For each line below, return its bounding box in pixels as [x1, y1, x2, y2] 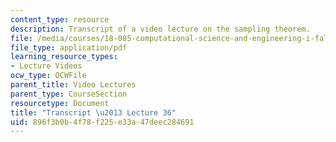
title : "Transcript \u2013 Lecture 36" [10, 107, 177, 118]
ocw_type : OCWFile [10, 71, 87, 81]
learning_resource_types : [10, 52, 118, 62]
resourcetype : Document [10, 98, 110, 108]
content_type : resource [10, 14, 110, 25]
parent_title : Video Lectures [10, 80, 137, 90]
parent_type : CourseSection [10, 89, 128, 99]
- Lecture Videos [10, 61, 83, 71]
